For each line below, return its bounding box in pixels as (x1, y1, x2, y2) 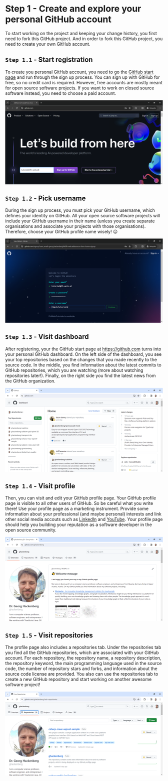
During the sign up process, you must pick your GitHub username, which (5, 207, 155, 213)
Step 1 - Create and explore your (5, 3, 141, 15)
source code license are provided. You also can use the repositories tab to (5, 671, 158, 677)
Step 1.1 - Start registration (5, 56, 93, 64)
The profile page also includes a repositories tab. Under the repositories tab (5, 644, 161, 650)
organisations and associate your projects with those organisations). (5, 223, 146, 229)
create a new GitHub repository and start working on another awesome (5, 676, 152, 682)
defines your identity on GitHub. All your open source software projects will (5, 213, 160, 219)
